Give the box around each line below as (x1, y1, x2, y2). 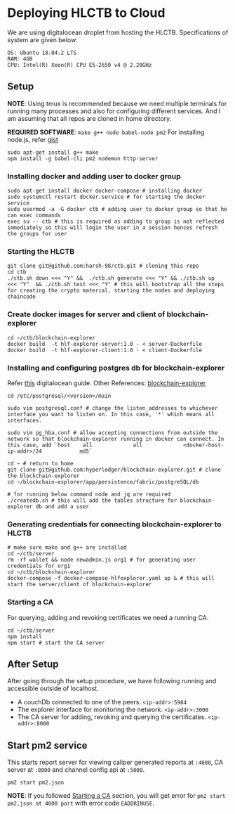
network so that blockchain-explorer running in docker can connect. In (7, 435, 224, 442)
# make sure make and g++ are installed (7, 544, 128, 551)
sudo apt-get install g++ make (7, 149, 99, 156)
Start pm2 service (7, 739, 88, 751)
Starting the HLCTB (7, 246, 75, 256)
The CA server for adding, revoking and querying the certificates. (17, 713, 207, 721)
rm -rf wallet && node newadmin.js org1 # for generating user (7, 557, 196, 564)
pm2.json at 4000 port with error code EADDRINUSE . (7, 799, 154, 808)
